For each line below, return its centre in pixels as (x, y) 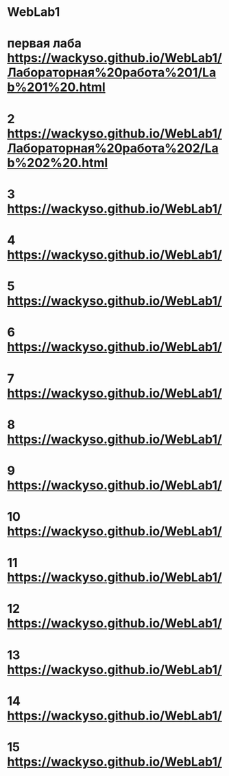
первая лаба (45, 44)
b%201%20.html (56, 87)
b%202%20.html (58, 163)
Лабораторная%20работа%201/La (112, 73)
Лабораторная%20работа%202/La (113, 148)
